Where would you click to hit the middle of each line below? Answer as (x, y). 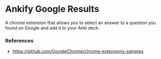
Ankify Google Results (52, 9)
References (19, 40)
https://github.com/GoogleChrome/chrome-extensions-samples (78, 51)
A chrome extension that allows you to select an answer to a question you (81, 23)
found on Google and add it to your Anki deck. (52, 28)
